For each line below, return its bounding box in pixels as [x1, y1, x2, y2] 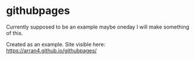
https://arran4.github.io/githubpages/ [6, 47, 97, 54]
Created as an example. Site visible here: [6, 41, 106, 48]
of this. [6, 29, 24, 36]
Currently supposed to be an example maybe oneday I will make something [6, 23, 190, 30]
